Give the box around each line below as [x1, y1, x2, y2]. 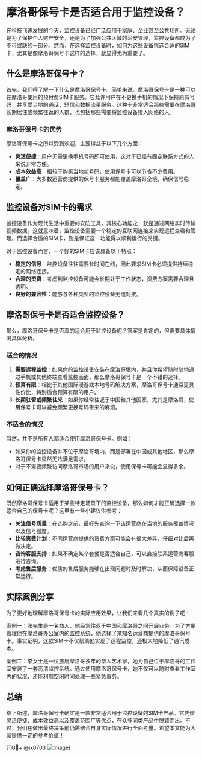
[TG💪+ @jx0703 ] [6, 744, 71, 751]
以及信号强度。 [14, 528, 52, 535]
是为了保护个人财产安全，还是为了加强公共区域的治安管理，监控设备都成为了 [6, 34, 196, 41]
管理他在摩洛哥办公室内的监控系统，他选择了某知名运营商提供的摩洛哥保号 [6, 629, 191, 637]
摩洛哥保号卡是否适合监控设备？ [6, 310, 125, 320]
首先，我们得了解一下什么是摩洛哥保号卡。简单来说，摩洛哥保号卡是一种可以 [6, 86, 196, 93]
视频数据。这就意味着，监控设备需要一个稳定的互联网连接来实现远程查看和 [6, 227, 191, 234]
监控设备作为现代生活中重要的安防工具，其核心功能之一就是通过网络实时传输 [6, 219, 196, 226]
